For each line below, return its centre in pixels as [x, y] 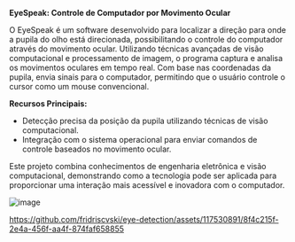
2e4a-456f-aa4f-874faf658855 [67, 229]
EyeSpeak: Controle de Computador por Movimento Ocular [120, 13]
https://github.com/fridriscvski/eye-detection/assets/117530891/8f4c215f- [144, 219]
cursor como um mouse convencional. [79, 86]
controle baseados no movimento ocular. [97, 149]
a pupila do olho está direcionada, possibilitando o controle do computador [146, 39]
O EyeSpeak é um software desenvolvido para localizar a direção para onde [147, 30]
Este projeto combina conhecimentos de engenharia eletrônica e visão [138, 166]
